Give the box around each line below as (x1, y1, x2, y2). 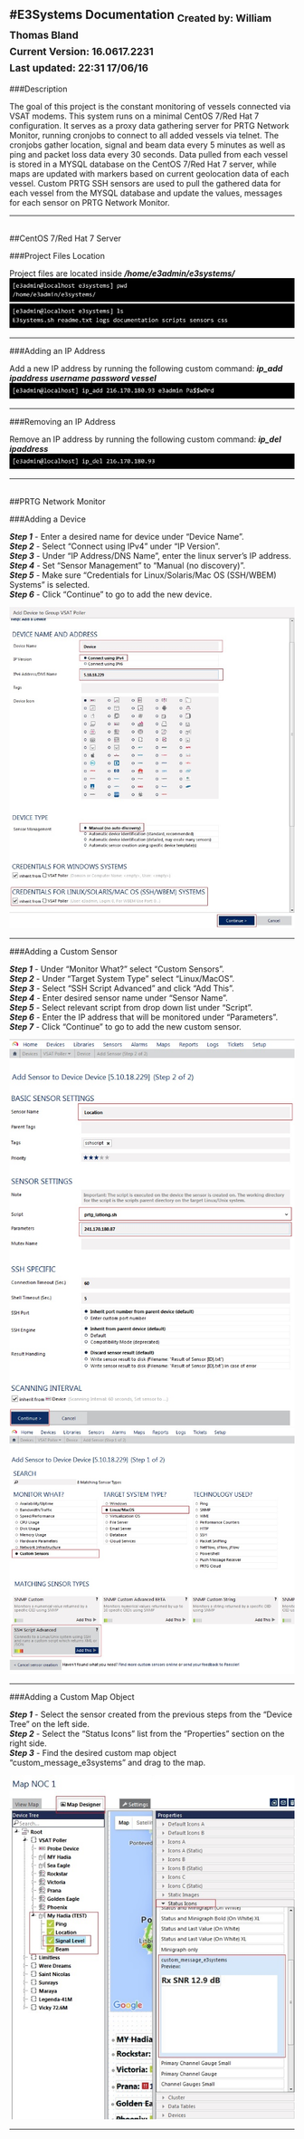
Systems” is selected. (9, 579, 90, 590)
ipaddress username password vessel (9, 373, 157, 384)
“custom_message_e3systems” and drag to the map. (9, 1757, 206, 1769)
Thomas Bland (9, 28, 79, 42)
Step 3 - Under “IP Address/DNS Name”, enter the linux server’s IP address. (9, 550, 291, 561)
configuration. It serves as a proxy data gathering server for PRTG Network (9, 120, 290, 130)
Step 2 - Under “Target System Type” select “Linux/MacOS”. (9, 973, 235, 983)
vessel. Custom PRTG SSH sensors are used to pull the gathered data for (9, 177, 281, 188)
